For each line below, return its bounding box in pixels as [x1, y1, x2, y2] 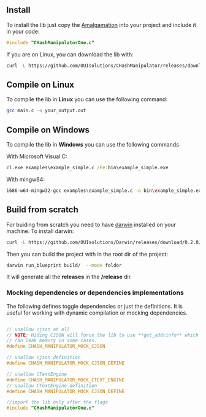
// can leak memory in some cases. [6, 337, 97, 344]
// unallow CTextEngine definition [6, 383, 97, 389]
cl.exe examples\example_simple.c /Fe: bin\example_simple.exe [6, 165, 169, 171]
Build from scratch [6, 205, 78, 215]
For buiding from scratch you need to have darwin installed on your [6, 221, 177, 228]
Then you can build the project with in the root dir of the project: [6, 250, 169, 258]
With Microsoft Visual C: [6, 153, 67, 160]
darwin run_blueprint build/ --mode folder [6, 262, 122, 269]
